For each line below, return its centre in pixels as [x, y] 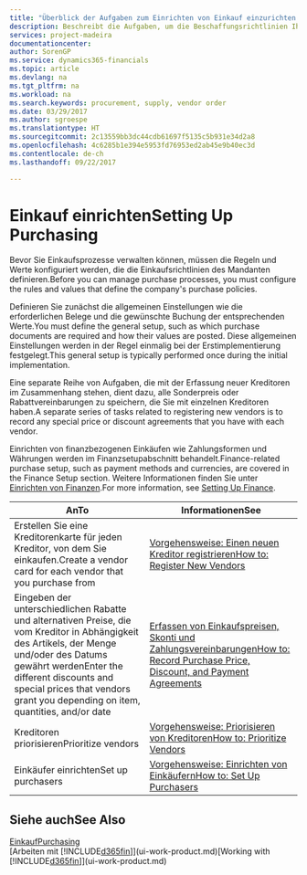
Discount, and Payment [199, 672]
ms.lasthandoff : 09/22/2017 [63, 162]
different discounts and [64, 678]
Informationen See [222, 511]
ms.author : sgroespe [49, 120]
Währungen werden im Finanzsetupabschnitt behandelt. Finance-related [145, 459]
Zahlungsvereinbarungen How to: [220, 649]
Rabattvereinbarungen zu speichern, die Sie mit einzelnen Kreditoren [139, 402]
